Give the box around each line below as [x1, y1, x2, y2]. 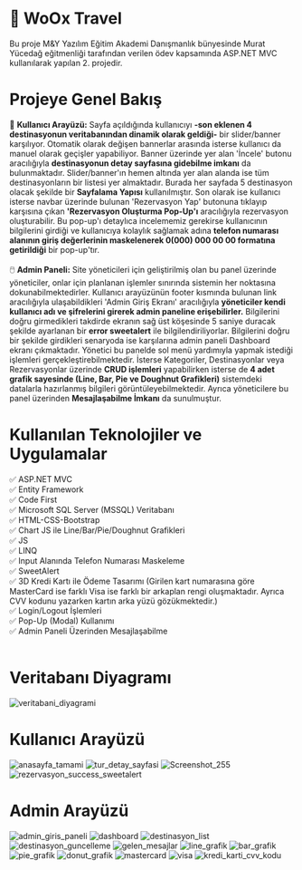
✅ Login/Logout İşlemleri [9, 604, 102, 615]
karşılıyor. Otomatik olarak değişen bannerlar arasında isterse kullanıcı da [9, 138, 282, 149]
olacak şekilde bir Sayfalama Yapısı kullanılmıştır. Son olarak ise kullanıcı [9, 186, 281, 198]
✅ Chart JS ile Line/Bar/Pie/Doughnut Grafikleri [9, 525, 185, 536]
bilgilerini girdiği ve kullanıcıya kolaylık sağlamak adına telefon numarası [9, 225, 278, 236]
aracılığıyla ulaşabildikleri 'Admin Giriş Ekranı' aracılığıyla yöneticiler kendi [9, 296, 287, 307]
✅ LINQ [9, 545, 38, 556]
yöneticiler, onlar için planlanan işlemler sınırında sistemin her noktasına [9, 276, 276, 288]
